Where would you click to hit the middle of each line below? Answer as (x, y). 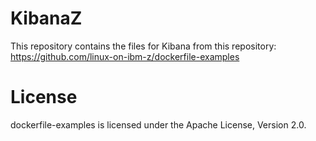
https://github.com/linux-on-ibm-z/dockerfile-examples (125, 56)
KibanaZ (46, 18)
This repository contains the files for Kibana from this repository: (143, 46)
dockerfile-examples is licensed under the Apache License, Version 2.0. (158, 124)
